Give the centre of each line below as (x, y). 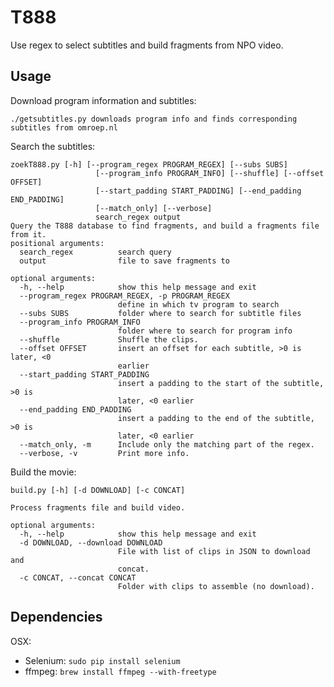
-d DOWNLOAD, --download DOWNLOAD (91, 542)
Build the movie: (43, 472)
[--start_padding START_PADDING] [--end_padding (198, 191)
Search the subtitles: (53, 146)
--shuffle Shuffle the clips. (109, 339)
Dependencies (56, 617)
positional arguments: (57, 243)
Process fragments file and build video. (98, 507)
